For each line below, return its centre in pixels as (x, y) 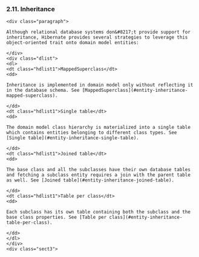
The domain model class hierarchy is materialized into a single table (98, 128)
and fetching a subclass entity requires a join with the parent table (98, 175)
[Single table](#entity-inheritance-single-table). (73, 138)
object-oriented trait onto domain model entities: (73, 43)
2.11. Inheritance (31, 9)
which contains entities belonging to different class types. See (92, 133)
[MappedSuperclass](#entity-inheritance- (135, 90)
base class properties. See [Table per (57, 217)
